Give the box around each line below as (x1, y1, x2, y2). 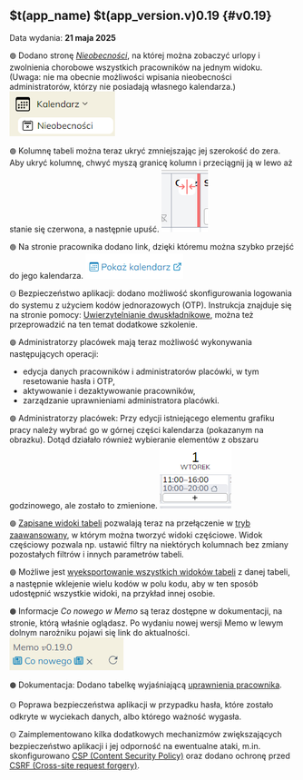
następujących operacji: (9, 348, 99, 359)
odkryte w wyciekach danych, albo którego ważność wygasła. (9, 711, 242, 722)
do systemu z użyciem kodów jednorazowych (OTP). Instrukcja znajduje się (9, 300, 292, 311)
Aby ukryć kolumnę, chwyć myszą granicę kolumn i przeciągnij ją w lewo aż (9, 157, 293, 168)
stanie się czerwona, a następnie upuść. (9, 223, 160, 234)
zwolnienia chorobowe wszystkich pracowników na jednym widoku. (9, 62, 263, 73)
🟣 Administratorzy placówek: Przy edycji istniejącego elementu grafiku (9, 412, 275, 423)
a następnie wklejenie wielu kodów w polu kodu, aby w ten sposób (9, 578, 259, 589)
